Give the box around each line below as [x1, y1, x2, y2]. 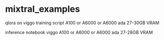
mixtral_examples [5, 3, 81, 15]
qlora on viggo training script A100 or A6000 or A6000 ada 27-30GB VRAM [5, 20, 160, 26]
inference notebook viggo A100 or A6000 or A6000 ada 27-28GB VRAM [5, 29, 153, 35]
